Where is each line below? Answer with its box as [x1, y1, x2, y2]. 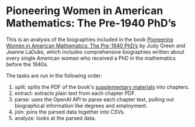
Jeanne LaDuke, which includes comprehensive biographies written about [6, 48, 184, 55]
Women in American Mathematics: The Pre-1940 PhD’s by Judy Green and [6, 42, 186, 49]
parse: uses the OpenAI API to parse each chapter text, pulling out [14, 95, 174, 103]
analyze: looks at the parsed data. [14, 114, 96, 121]
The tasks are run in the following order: [6, 72, 102, 79]
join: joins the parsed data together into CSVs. [14, 108, 126, 115]
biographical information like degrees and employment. [14, 102, 148, 109]
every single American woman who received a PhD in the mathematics [6, 54, 176, 61]
